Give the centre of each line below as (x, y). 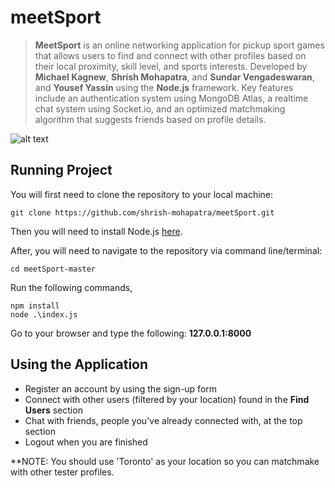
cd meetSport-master (53, 269)
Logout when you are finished (86, 442)
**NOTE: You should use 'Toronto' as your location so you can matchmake (165, 461)
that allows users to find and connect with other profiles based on (170, 55)
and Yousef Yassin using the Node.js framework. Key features (164, 87)
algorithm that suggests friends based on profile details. (150, 119)
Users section (53, 410)
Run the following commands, (71, 287)
